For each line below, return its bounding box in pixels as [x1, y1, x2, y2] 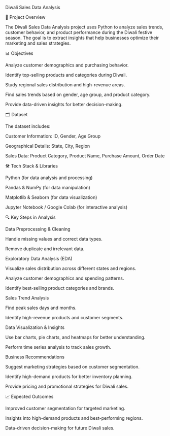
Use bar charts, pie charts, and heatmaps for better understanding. [5, 334, 146, 340]
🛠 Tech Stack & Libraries [5, 163, 58, 169]
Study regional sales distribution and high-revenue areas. [5, 82, 125, 88]
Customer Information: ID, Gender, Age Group [5, 133, 101, 139]
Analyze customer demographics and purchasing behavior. [5, 62, 129, 68]
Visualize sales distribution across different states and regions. [5, 265, 137, 271]
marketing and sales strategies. [5, 40, 71, 46]
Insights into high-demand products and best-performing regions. [5, 415, 143, 421]
